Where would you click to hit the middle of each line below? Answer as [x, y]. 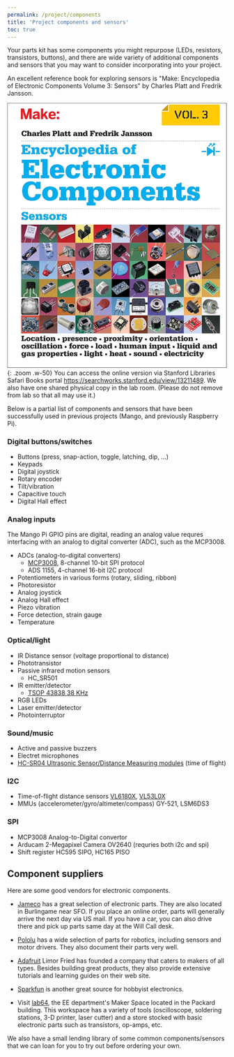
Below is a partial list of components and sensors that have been [100, 408]
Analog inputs [31, 519]
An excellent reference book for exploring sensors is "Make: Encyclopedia [114, 79]
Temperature [36, 622]
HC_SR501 [42, 678]
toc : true [22, 29]
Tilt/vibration [36, 487]
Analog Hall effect [43, 600]
